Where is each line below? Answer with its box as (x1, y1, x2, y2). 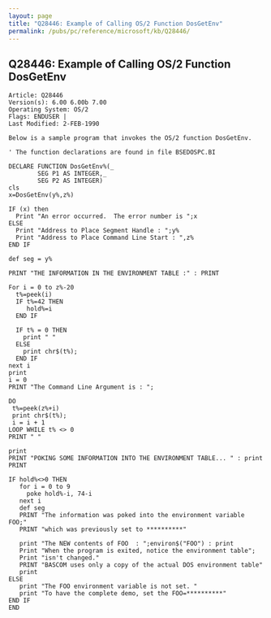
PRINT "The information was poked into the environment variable (19, 511, 245, 520)
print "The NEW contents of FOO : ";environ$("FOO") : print (19, 540, 234, 548)
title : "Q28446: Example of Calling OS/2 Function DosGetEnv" (8, 20, 223, 28)
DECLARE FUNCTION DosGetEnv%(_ (8, 163, 114, 171)
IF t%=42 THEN (15, 298, 63, 306)
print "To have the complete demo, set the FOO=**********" (19, 590, 227, 598)
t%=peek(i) (15, 290, 53, 299)
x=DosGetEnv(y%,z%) (8, 191, 75, 199)
